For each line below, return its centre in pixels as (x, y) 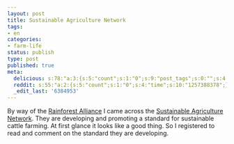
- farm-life (24, 46)
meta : (15, 72)
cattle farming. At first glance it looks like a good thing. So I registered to (111, 126)
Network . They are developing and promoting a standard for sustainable (111, 118)
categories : (24, 40)
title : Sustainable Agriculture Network (67, 20)
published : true (31, 65)
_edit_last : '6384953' (46, 91)
